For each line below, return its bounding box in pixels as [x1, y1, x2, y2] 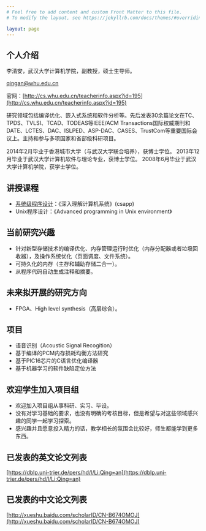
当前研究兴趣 [6, 227, 55, 238]
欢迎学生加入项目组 [6, 384, 79, 395]
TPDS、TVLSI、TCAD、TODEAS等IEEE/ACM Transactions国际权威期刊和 [6, 119, 191, 127]
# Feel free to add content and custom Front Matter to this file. [6, 9, 183, 15]
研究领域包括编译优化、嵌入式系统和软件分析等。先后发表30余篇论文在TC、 [6, 111, 198, 119]
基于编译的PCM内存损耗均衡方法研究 [15, 350, 109, 357]
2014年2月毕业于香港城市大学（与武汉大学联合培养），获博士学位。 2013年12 [6, 148, 200, 155]
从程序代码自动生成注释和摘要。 [15, 268, 96, 275]
